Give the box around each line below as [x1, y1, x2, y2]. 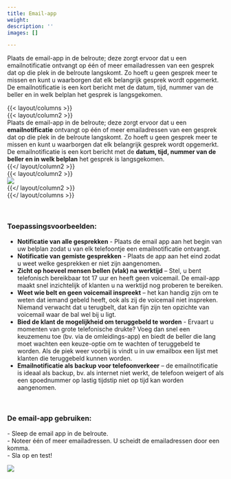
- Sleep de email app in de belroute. [7, 429, 109, 437]
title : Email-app [7, 10, 57, 17]
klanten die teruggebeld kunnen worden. [16, 354, 133, 362]
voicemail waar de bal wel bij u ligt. [16, 310, 117, 318]
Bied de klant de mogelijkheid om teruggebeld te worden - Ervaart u [16, 318, 214, 326]
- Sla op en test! [7, 451, 53, 459]
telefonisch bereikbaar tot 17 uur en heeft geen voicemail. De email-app [16, 274, 220, 282]
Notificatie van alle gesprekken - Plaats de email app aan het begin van [16, 237, 222, 245]
